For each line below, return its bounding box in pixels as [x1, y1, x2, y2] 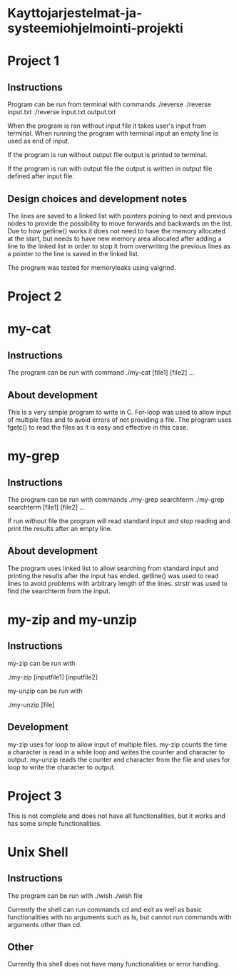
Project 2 [7, 288, 62, 305]
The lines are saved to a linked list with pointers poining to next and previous [7, 212, 233, 220]
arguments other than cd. [7, 920, 82, 929]
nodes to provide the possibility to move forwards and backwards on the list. [7, 219, 233, 228]
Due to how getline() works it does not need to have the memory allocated [7, 227, 226, 235]
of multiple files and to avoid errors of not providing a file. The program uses [7, 415, 232, 424]
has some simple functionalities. [7, 819, 102, 827]
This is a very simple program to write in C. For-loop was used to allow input [7, 408, 231, 416]
